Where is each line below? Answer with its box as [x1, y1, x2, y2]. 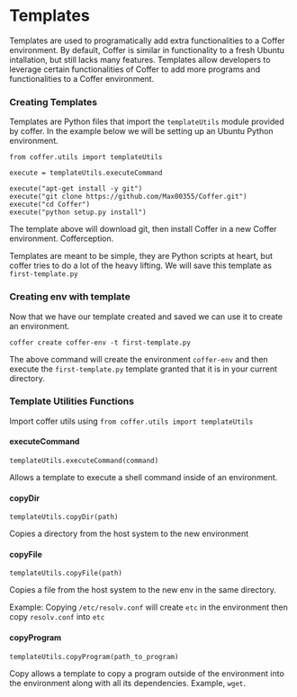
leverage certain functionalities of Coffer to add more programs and [9, 64, 261, 75]
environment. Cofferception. [9, 233, 114, 244]
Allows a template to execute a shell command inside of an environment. [9, 472, 278, 483]
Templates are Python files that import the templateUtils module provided [9, 116, 285, 127]
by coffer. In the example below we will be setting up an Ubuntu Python [9, 126, 274, 137]
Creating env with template [9, 290, 130, 303]
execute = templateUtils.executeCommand [9, 168, 164, 178]
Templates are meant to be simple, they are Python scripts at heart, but [9, 251, 273, 262]
